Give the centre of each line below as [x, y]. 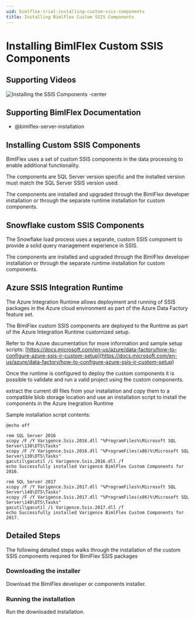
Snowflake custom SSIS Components [75, 225]
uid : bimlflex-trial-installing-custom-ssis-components [75, 11]
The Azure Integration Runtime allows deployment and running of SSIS [91, 302]
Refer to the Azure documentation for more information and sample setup [94, 343]
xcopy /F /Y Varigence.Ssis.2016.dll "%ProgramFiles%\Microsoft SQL [91, 441]
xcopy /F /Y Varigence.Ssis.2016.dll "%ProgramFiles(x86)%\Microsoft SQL [98, 451]
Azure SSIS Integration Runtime [65, 288]
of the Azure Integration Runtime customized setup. [68, 332]
